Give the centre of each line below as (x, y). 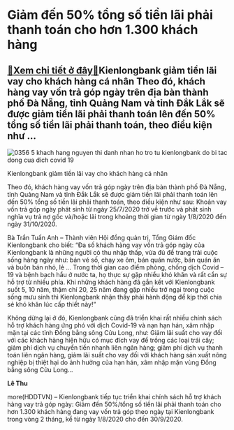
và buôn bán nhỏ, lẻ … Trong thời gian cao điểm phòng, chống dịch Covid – (116, 267)
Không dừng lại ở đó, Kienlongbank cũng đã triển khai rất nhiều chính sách (115, 318)
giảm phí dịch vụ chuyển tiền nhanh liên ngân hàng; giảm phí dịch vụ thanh (115, 348)
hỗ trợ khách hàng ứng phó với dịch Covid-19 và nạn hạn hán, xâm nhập (111, 325)
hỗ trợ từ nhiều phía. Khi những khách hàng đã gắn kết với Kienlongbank (111, 282)
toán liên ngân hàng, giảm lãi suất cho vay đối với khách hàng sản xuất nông (117, 355)
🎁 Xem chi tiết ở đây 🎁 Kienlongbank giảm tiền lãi (112, 70)
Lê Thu (17, 383)
